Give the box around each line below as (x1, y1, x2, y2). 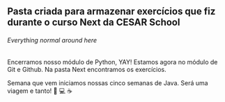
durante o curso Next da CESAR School (7, 17, 180, 29)
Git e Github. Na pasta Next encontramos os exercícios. (7, 65, 167, 73)
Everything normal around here (7, 36, 98, 44)
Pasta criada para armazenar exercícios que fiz (7, 6, 216, 17)
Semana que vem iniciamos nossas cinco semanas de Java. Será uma (7, 78, 208, 87)
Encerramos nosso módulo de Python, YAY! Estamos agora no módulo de (7, 57, 218, 66)
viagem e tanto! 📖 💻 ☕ (7, 87, 73, 95)
